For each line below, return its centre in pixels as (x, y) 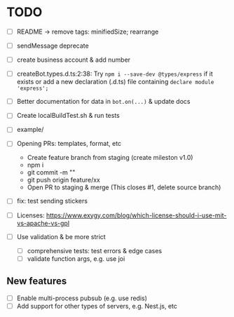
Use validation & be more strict (61, 236)
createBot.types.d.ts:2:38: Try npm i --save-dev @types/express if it (115, 74)
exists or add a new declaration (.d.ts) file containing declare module (115, 82)
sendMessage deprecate (53, 46)
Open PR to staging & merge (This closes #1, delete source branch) (124, 187)
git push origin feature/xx (64, 180)
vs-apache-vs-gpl (43, 223)
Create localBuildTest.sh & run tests (68, 116)
